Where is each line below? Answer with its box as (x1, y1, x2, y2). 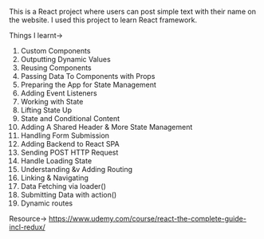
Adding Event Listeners (20, 88, 98, 98)
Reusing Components (20, 63, 93, 72)
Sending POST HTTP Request (20, 147, 119, 157)
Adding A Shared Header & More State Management (20, 123, 193, 131)
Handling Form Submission (20, 131, 110, 140)
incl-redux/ (9, 222, 46, 232)
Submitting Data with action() (20, 190, 117, 199)
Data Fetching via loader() (20, 182, 107, 190)
